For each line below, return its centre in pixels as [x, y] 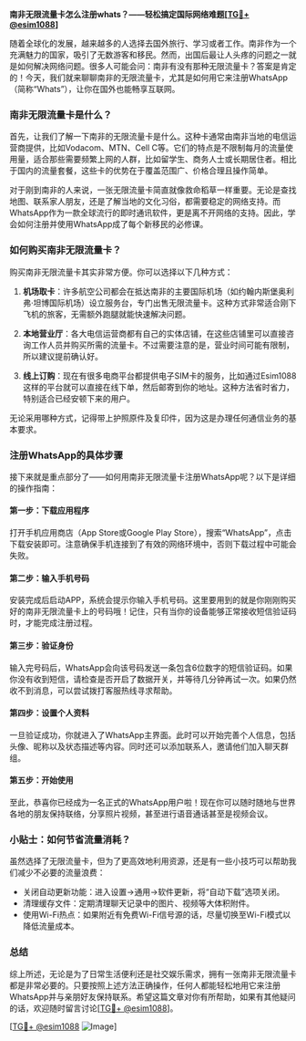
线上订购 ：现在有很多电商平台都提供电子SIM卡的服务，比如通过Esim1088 [159, 375]
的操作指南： [33, 488]
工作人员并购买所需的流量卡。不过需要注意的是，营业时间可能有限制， [162, 345]
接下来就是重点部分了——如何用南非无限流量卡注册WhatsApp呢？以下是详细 [153, 476]
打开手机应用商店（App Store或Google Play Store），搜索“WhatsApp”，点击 [151, 533]
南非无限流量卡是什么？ [61, 115]
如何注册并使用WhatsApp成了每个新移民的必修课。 [112, 224]
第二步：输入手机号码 [49, 578]
